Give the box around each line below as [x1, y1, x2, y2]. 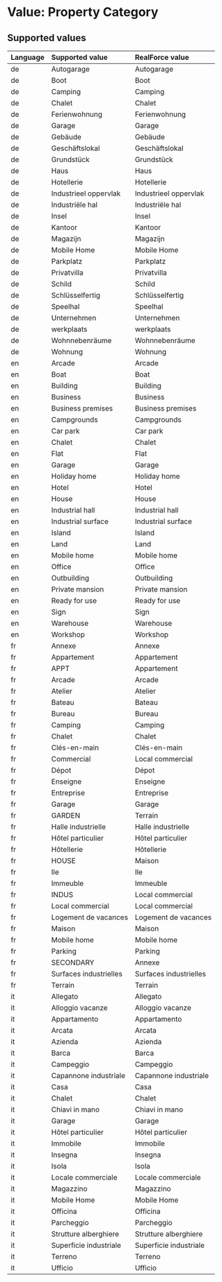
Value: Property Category [7, 4, 159, 20]
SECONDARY [51, 958, 95, 967]
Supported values [7, 32, 86, 44]
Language [10, 53, 45, 62]
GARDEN [51, 811, 81, 820]
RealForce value [134, 53, 189, 62]
